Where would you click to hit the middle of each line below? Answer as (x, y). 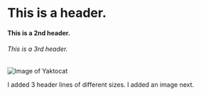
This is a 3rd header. (38, 49)
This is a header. (57, 13)
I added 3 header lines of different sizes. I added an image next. (101, 84)
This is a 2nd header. (39, 32)
